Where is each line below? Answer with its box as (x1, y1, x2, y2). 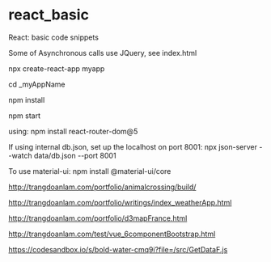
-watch (8, 150, 32, 160)
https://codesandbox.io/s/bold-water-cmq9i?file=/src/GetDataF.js (8, 244, 228, 254)
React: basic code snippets (8, 32, 100, 42)
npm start (8, 111, 41, 120)
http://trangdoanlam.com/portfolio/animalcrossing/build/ (8, 182, 197, 192)
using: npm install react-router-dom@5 (8, 126, 138, 136)
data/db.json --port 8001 (33, 150, 116, 160)
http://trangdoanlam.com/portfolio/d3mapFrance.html (8, 213, 188, 223)
